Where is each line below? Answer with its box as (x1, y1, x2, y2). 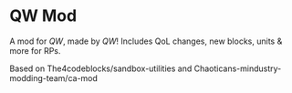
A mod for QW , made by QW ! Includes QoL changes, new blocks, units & (9, 36, 283, 46)
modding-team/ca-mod (9, 72, 99, 83)
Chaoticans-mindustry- (193, 63, 282, 74)
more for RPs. (9, 45, 61, 56)
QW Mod (9, 5, 78, 26)
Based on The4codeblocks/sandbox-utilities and (9, 63, 193, 74)
